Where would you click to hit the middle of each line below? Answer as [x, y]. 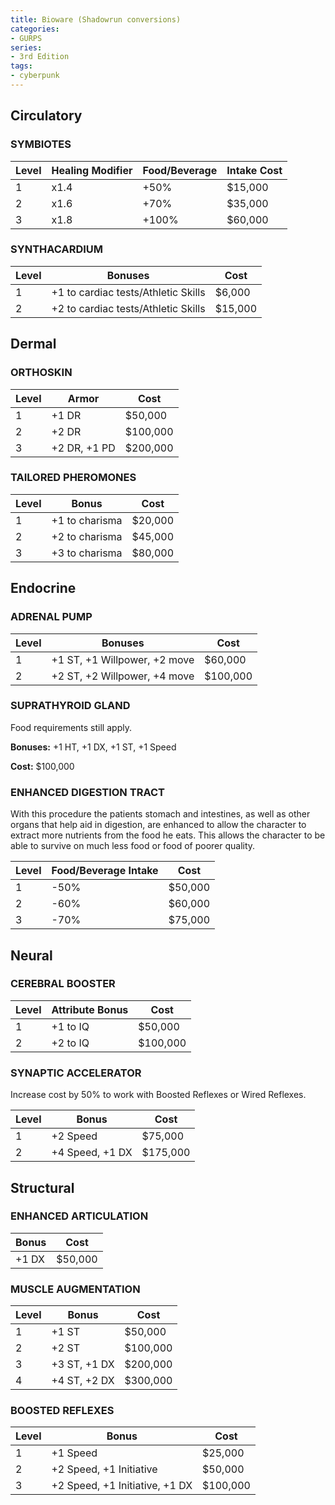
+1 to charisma [87, 520]
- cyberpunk [35, 76]
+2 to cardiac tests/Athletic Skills [128, 308]
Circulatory [46, 116]
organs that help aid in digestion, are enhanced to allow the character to [158, 825]
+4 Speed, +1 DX [92, 1153]
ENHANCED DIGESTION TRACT [87, 792]
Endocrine [43, 588]
